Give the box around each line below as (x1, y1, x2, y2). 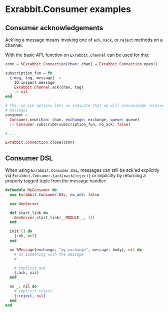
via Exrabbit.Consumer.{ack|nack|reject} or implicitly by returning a (5, 172, 146, 179)
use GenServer (9, 201, 39, 206)
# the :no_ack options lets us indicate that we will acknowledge (5, 103, 146, 109)
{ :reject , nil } (14, 293, 46, 298)
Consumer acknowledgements (5, 24, 103, 32)
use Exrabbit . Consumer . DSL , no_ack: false (9, 192, 99, 197)
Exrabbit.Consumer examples (5, 4, 131, 15)
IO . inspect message (14, 80, 55, 85)
